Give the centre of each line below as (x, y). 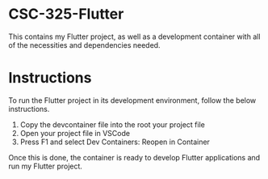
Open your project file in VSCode (75, 133)
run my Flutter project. (46, 166)
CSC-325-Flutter (66, 14)
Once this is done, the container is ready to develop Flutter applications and (134, 157)
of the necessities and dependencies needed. (84, 45)
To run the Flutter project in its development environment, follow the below (132, 100)
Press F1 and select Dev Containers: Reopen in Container (115, 142)
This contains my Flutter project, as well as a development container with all (134, 36)
